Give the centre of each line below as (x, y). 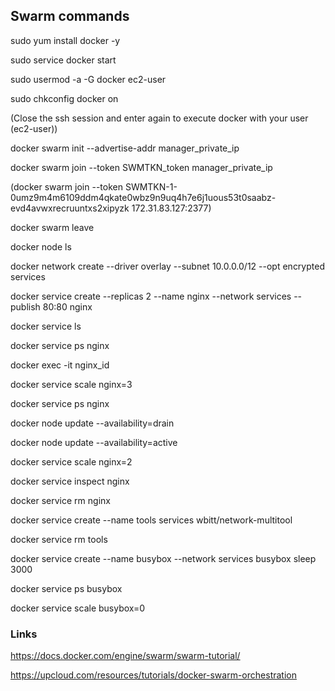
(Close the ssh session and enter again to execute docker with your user (159, 118)
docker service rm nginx (60, 500)
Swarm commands (70, 16)
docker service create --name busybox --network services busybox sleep (163, 558)
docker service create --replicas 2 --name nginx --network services (151, 296)
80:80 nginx (67, 306)
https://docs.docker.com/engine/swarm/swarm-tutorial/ (125, 656)
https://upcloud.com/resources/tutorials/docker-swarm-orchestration (153, 675)
